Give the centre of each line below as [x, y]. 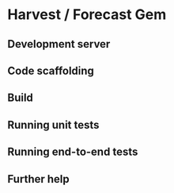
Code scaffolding [51, 70]
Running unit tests [53, 125]
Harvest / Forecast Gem [87, 15]
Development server [59, 44]
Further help [39, 179]
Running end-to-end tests [73, 152]
